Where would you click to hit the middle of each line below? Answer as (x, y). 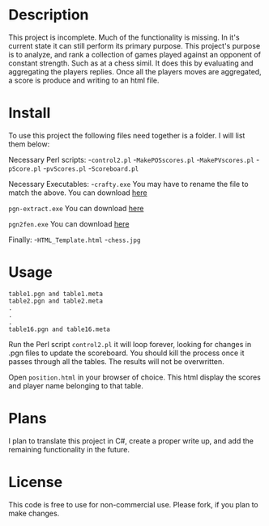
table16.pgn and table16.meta (60, 329)
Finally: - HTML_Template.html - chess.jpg (75, 240)
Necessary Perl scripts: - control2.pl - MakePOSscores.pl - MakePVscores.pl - (134, 159)
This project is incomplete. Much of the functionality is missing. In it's (124, 37)
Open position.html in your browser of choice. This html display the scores (135, 377)
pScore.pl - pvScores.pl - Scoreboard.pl (74, 168)
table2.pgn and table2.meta (56, 301)
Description (49, 15)
